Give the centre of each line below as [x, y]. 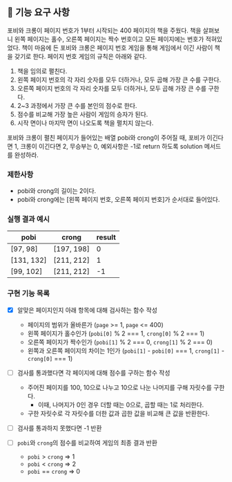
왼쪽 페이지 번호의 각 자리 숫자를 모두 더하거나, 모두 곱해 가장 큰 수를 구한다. [119, 80]
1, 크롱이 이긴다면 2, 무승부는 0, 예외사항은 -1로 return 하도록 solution [108, 146]
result [106, 237]
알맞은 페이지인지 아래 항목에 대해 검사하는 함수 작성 [87, 310]
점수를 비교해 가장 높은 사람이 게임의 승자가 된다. [83, 114]
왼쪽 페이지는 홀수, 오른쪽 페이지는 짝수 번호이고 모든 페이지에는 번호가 [109, 39]
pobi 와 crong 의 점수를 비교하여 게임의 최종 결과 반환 [87, 443]
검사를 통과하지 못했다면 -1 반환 [59, 428]
